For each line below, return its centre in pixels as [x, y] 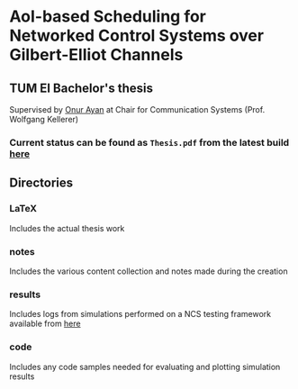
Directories [41, 183]
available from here [45, 324]
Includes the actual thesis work [67, 228]
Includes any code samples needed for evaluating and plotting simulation [145, 366]
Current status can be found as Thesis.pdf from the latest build [149, 142]
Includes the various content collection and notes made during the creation [149, 271]
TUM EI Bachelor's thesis [81, 88]
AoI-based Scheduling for [108, 17]
